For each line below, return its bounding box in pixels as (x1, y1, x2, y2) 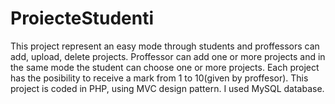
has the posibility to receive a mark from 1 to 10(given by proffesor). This (10, 72, 309, 84)
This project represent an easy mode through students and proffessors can (10, 40, 320, 52)
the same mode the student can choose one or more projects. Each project (10, 61, 320, 73)
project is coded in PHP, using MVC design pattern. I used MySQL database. (10, 82, 325, 94)
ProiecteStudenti (10, 7, 155, 30)
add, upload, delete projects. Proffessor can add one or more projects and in (10, 50, 326, 62)
